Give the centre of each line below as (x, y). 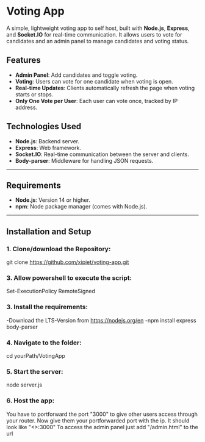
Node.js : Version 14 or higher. (52, 200)
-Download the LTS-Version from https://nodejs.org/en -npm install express (101, 320)
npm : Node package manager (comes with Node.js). (81, 207)
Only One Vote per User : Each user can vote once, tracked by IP (96, 101)
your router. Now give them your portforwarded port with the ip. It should (98, 420)
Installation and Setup (49, 231)
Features (23, 60)
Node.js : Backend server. (47, 141)
